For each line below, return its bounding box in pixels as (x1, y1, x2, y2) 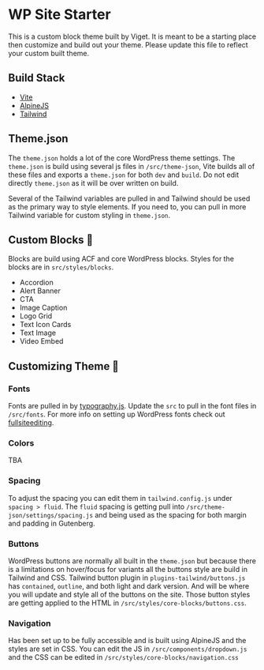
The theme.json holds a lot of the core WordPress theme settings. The (8, 152, 236, 163)
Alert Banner (19, 286, 61, 295)
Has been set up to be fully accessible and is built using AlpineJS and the (8, 636, 247, 646)
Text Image (19, 328, 57, 337)
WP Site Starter (8, 6, 112, 24)
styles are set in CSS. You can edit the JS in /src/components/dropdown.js (8, 644, 247, 653)
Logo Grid (19, 311, 53, 321)
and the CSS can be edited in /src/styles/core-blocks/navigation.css (8, 653, 239, 662)
